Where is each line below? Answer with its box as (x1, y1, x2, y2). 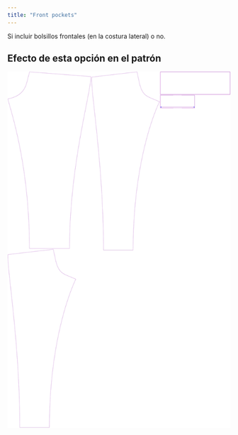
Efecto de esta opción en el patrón (7, 53, 161, 65)
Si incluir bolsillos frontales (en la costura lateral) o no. (7, 32, 166, 40)
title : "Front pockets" (7, 11, 78, 18)
